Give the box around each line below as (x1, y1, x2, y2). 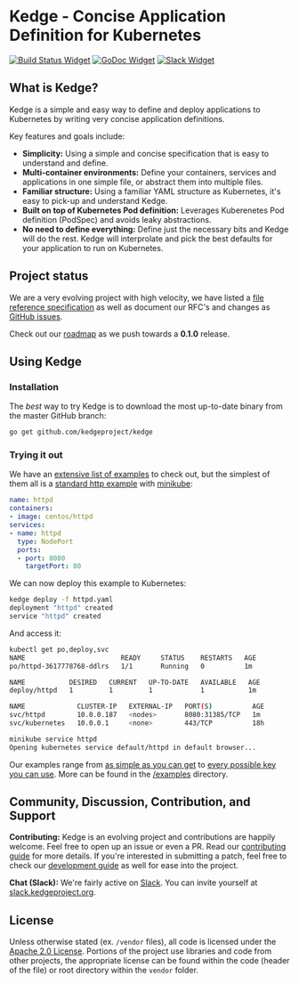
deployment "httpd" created (9, 604, 114, 613)
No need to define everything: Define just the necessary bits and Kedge (21, 224, 289, 234)
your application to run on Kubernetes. (21, 242, 164, 253)
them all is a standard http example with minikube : (9, 478, 193, 489)
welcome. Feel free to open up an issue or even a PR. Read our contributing (9, 842, 287, 852)
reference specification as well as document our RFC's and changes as (9, 301, 271, 313)
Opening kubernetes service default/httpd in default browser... (9, 743, 256, 752)
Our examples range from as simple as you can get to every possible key (9, 759, 277, 769)
